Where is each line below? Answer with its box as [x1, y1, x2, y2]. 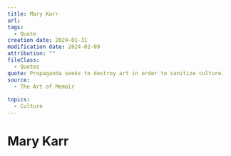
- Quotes [14, 63, 40, 70]
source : [7, 76, 31, 84]
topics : [7, 96, 31, 104]
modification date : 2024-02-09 [7, 43, 101, 50]
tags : [7, 23, 24, 30]
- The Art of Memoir [14, 83, 75, 90]
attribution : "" [7, 50, 56, 57]
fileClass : [7, 57, 40, 64]
